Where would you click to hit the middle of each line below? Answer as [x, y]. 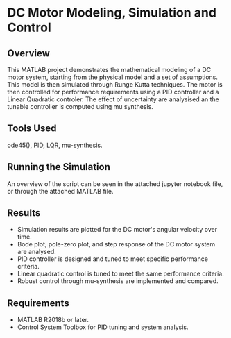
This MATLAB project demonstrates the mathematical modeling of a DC [109, 70]
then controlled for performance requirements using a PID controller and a [113, 92]
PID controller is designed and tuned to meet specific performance [112, 259]
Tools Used [32, 129]
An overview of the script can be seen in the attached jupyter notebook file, [115, 184]
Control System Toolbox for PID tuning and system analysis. [103, 327]
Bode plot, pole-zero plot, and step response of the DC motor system [116, 244]
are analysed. [37, 252]
